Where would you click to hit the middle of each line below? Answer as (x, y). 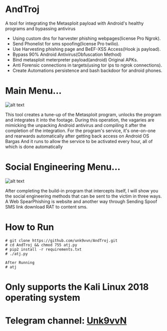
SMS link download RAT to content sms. (46, 207)
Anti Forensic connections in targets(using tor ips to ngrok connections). (87, 65)
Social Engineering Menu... (63, 167)
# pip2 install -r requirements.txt (43, 249)
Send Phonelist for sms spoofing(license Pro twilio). (66, 43)
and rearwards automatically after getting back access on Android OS (77, 136)
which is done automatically (34, 147)
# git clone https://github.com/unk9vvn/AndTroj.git (61, 240)
